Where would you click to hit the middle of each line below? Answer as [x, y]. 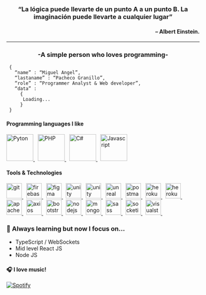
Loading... [36, 100]
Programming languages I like [45, 124]
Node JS [26, 255]
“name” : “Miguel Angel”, [48, 73]
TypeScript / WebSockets [47, 242]
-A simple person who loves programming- [103, 55]
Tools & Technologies [34, 173]
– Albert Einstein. [177, 31]
